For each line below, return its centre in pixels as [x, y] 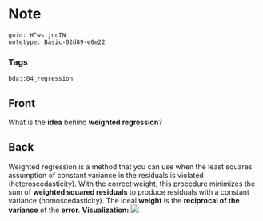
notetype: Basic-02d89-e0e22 [57, 42]
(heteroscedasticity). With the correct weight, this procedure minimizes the [132, 184]
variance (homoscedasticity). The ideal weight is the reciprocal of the [124, 200]
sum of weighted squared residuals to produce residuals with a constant [129, 191]
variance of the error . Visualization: [69, 210]
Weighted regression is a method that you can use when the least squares [130, 166]
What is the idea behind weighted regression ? [85, 122]
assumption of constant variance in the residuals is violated [106, 175]
